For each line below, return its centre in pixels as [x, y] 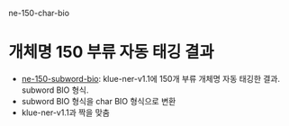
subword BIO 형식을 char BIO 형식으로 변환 [99, 101]
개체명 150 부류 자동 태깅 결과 [111, 52]
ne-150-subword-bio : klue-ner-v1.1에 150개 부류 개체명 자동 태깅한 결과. [151, 78]
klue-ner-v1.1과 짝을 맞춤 [65, 112]
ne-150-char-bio [39, 13]
